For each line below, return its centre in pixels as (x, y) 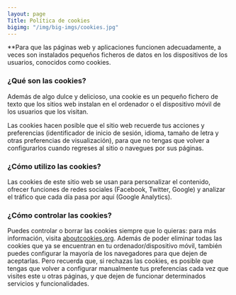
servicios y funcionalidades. (49, 284)
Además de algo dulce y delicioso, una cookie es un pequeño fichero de (113, 96)
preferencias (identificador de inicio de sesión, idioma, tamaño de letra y (113, 133)
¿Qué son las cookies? (47, 81)
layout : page (27, 14)
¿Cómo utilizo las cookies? (54, 166)
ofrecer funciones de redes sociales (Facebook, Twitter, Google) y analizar (116, 189)
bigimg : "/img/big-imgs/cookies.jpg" (63, 27)
